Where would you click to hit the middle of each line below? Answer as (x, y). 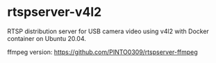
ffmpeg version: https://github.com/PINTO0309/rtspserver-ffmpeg (102, 52)
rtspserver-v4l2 (55, 12)
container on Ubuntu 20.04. (47, 38)
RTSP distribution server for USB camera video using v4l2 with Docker (108, 31)
